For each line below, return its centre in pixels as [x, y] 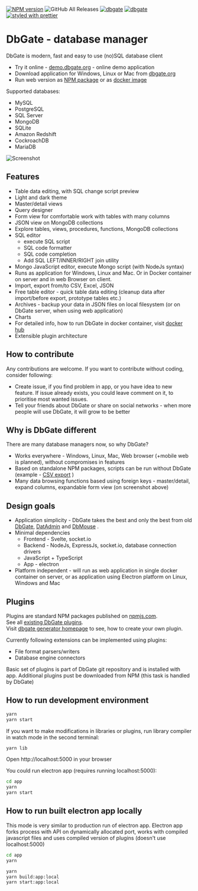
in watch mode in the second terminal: [53, 737]
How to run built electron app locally [74, 811]
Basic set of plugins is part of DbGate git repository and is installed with [93, 669]
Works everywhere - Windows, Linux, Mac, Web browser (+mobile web [102, 456]
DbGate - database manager [77, 39]
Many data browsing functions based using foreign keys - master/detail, [102, 481]
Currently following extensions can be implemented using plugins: [87, 640]
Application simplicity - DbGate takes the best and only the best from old [103, 520]
